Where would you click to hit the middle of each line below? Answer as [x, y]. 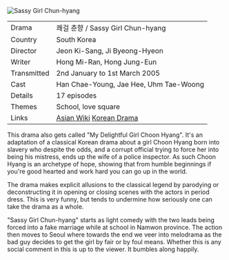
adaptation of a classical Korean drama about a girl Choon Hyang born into [113, 142]
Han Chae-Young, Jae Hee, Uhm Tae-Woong [130, 84]
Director [24, 51]
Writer [21, 62]
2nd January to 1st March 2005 [108, 73]
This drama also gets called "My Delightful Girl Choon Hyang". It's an [105, 135]
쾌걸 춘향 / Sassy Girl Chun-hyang [111, 28]
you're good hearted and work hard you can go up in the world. [97, 171]
